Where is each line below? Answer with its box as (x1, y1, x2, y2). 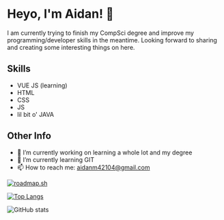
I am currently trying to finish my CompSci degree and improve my (7, 29, 195, 37)
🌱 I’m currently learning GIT (16, 155, 95, 163)
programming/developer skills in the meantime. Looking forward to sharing (7, 36, 217, 44)
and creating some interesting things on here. (7, 43, 135, 51)
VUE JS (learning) (16, 81, 68, 90)
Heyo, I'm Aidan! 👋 (7, 6, 114, 22)
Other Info (7, 130, 51, 142)
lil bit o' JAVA (16, 110, 55, 118)
